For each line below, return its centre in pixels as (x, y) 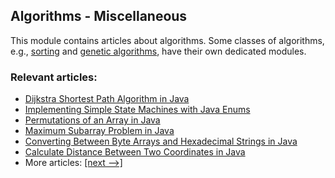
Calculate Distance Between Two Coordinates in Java (135, 152)
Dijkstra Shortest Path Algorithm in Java (107, 99)
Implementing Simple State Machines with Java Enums (137, 110)
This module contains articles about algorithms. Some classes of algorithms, (167, 40)
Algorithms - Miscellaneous (99, 16)
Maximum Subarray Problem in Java (99, 131)
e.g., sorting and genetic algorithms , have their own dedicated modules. (158, 51)
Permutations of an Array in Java (92, 120)
